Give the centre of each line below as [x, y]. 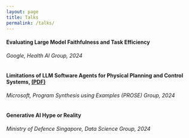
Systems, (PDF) [26, 82]
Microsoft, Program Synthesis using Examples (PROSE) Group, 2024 [91, 95]
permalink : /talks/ [31, 23]
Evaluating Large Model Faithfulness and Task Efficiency [78, 42]
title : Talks [22, 17]
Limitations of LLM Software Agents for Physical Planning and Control [95, 76]
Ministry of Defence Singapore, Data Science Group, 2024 [78, 128]
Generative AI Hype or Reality [44, 115]
